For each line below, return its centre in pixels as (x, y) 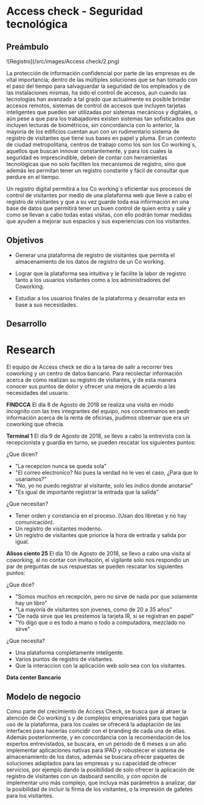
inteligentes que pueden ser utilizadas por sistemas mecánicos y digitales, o (102, 112)
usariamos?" (31, 479)
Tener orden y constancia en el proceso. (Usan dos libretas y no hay (101, 516)
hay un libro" (31, 603)
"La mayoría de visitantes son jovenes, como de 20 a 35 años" (93, 610)
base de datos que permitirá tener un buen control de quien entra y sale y (99, 208)
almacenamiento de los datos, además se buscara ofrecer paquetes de (96, 756)
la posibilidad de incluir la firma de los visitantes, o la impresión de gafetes (100, 789)
